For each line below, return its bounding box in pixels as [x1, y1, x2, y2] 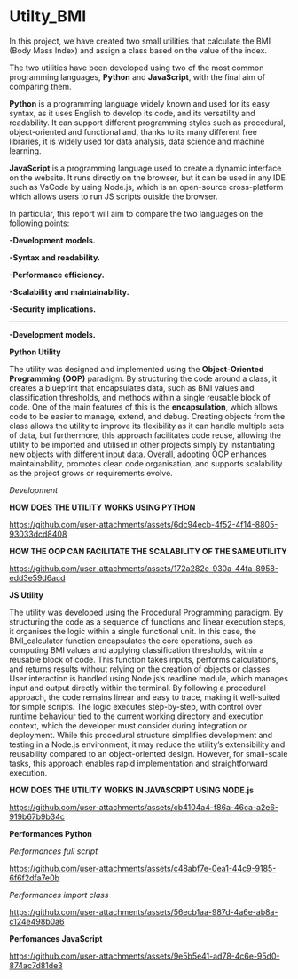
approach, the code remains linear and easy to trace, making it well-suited [9, 691, 281, 703]
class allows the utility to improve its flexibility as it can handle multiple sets [9, 420, 285, 431]
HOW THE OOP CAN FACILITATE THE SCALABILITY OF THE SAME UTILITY [9, 545, 288, 556]
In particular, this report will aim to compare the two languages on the [9, 208, 263, 219]
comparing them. [9, 81, 73, 92]
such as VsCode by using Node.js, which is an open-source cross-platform [9, 181, 284, 192]
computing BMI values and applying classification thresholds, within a [9, 644, 264, 655]
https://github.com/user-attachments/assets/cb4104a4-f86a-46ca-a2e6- [9, 801, 279, 812]
